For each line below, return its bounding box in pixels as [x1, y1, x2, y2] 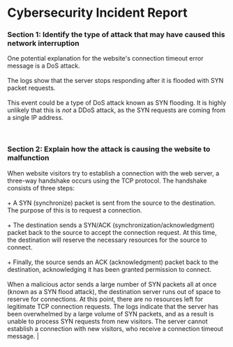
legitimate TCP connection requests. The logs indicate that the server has [7, 302, 218, 311]
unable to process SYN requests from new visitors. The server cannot [7, 317, 208, 325]
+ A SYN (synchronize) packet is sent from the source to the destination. [7, 199, 216, 207]
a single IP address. [7, 114, 64, 122]
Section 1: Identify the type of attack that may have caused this [7, 30, 225, 40]
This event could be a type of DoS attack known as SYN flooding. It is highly [7, 99, 227, 107]
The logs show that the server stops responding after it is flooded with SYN [7, 77, 224, 85]
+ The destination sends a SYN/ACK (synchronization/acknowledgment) [7, 221, 215, 229]
